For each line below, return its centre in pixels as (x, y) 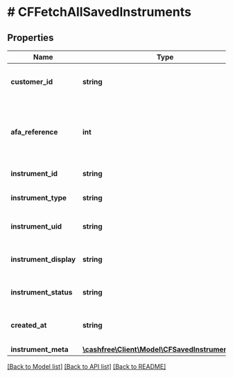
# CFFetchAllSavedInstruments (100, 12)
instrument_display (43, 259)
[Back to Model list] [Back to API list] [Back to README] (87, 367)
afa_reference (34, 132)
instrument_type (39, 198)
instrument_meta (40, 349)
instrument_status (42, 292)
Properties (31, 38)
